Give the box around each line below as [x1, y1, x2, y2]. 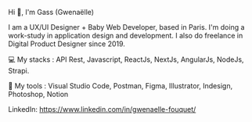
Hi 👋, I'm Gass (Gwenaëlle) [8, 8, 95, 16]
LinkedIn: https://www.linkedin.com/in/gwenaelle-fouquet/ [8, 105, 196, 113]
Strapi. [8, 66, 30, 75]
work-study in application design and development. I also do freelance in [8, 31, 243, 40]
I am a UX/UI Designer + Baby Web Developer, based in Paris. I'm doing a [8, 23, 245, 31]
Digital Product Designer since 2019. [8, 39, 125, 48]
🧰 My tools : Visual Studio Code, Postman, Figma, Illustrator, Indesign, [8, 81, 233, 90]
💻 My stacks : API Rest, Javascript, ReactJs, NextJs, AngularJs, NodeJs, [8, 55, 244, 64]
